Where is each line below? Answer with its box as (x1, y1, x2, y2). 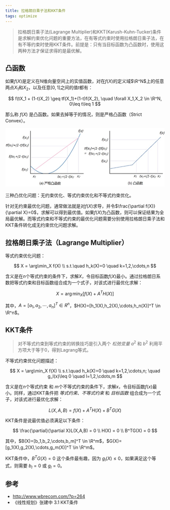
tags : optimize (5, 13, 37, 19)
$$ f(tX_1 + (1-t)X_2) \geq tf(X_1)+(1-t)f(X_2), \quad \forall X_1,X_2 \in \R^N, (8, 96, 162, 102)
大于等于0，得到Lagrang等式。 (26, 347, 91, 353)
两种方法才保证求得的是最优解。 (17, 48, 84, 54)
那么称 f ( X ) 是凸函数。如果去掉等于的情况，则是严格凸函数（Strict (5, 111, 142, 117)
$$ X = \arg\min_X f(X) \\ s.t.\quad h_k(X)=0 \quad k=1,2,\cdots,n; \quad (10, 367, 160, 374)
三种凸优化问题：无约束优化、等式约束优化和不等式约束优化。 (5, 192, 134, 198)
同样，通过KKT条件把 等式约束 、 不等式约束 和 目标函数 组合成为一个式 (14, 390, 161, 396)
